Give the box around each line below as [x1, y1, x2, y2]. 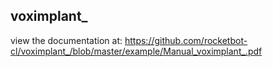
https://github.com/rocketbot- [124, 34, 248, 46]
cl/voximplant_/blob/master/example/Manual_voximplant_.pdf [10, 45, 263, 57]
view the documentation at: [10, 34, 123, 46]
